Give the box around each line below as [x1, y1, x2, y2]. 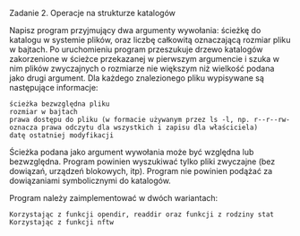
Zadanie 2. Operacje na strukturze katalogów [9, 8, 176, 18]
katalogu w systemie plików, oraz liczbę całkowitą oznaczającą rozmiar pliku [9, 35, 291, 45]
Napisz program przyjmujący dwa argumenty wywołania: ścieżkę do [9, 25, 261, 35]
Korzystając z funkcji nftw [9, 218, 115, 227]
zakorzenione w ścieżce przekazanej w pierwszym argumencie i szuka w [9, 54, 280, 64]
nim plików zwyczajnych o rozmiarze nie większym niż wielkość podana [9, 63, 275, 74]
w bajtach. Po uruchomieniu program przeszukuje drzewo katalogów [9, 44, 263, 55]
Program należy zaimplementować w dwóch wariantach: [9, 193, 219, 203]
